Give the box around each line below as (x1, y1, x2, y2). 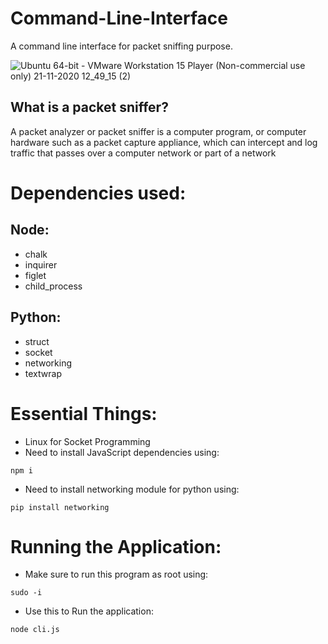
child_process (24, 280, 83, 292)
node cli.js (10, 625, 60, 635)
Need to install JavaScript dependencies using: (24, 446, 220, 458)
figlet (24, 269, 47, 281)
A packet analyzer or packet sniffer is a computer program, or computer (10, 125, 307, 137)
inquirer (24, 258, 58, 271)
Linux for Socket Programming (24, 435, 151, 447)
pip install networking (10, 502, 110, 512)
